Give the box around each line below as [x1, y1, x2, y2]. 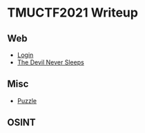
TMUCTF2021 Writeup [7, 5, 138, 21]
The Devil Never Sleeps [17, 58, 84, 66]
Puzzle [17, 96, 37, 105]
